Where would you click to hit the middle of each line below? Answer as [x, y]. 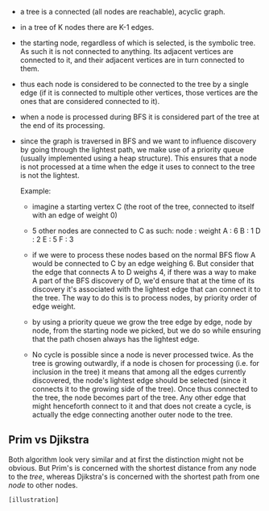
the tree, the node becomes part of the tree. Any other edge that [139, 397]
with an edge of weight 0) [75, 215]
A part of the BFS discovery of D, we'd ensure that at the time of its [143, 280]
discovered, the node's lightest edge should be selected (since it [139, 380]
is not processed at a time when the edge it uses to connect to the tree [137, 167]
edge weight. [54, 306]
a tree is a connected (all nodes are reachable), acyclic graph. [122, 12]
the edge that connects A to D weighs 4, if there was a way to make [144, 272]
